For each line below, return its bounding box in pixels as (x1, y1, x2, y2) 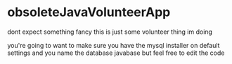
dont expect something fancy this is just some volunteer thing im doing (7, 27, 213, 36)
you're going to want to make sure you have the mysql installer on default (7, 41, 220, 49)
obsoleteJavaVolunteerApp (7, 4, 171, 20)
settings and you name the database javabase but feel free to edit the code (7, 49, 225, 57)
